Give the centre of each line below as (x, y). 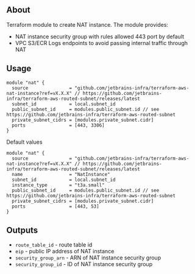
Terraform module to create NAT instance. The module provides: (87, 24)
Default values (24, 142)
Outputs (22, 230)
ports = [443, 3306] (58, 125)
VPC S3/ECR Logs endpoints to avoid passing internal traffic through (101, 43)
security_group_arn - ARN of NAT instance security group (88, 258)
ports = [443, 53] (55, 206)
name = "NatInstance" (61, 174)
